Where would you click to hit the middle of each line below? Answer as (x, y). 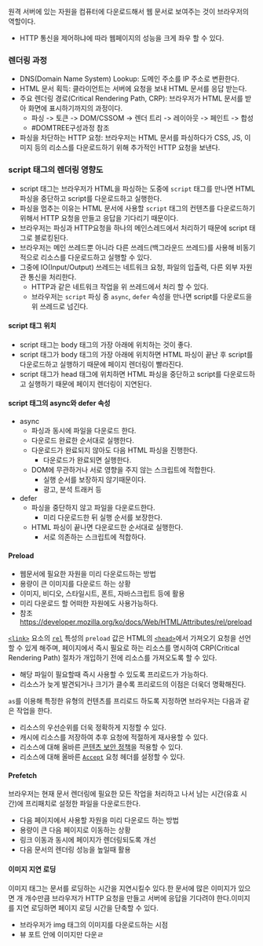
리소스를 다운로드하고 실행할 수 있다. (96, 257)
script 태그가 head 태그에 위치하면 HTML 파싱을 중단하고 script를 (121, 374)
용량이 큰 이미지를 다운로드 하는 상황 (75, 584)
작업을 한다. (34, 711)
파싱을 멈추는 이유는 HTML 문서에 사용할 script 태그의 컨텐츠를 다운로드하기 (137, 208)
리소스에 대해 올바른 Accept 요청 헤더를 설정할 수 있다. (102, 757)
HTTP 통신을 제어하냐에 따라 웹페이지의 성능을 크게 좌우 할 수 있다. (122, 38)
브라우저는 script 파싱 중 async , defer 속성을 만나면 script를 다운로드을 (142, 296)
